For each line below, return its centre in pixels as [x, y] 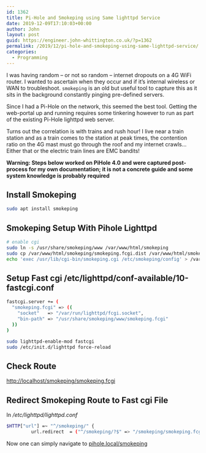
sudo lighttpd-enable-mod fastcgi [51, 341]
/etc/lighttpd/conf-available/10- [126, 278]
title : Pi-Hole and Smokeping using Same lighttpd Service [83, 18]
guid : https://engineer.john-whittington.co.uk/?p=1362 [79, 40]
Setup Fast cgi [34, 278]
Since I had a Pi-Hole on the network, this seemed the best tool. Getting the [102, 106]
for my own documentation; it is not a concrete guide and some [111, 169]
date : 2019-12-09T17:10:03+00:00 [49, 23]
